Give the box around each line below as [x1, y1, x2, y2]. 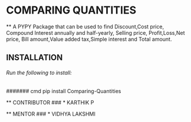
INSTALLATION [6, 52, 63, 62]
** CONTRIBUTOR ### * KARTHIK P [6, 98, 94, 106]
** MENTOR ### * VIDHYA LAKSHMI [6, 110, 95, 117]
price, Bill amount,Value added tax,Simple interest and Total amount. [6, 35, 172, 42]
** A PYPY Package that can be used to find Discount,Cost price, [6, 23, 164, 30]
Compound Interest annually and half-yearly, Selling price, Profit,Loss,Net [6, 29, 185, 36]
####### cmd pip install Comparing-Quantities [6, 87, 121, 94]
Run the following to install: [6, 69, 72, 76]
